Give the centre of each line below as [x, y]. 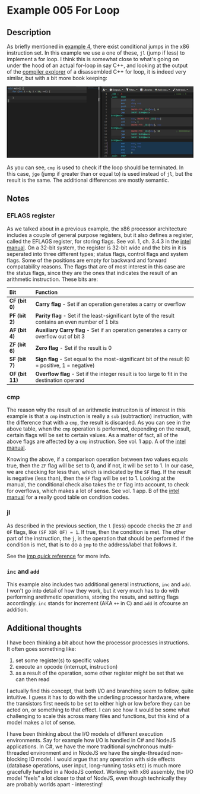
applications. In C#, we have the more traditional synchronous [82, 746]
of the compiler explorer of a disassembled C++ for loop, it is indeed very [96, 72]
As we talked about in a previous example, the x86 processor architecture [97, 229]
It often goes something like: [42, 649]
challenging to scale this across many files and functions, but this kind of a [98, 716]
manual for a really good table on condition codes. [68, 497]
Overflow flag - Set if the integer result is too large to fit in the [111, 374]
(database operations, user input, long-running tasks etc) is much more [94, 765]
